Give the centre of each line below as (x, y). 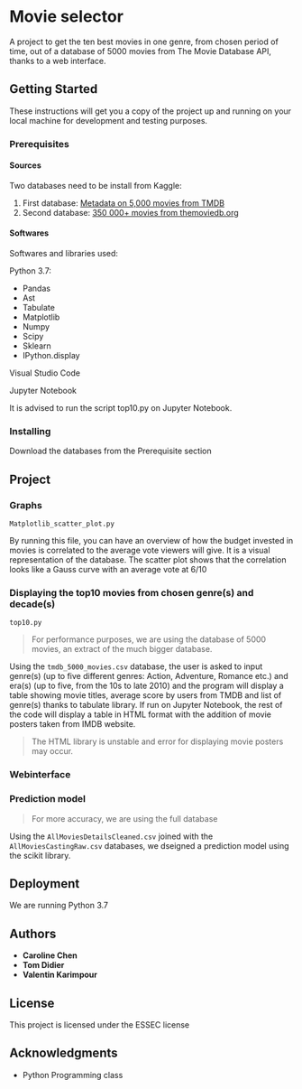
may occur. (52, 751)
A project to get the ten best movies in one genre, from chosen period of (144, 42)
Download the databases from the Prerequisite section (110, 451)
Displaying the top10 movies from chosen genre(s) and (132, 592)
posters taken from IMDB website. (73, 724)
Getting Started (54, 89)
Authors (33, 933)
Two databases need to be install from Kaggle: (96, 185)
